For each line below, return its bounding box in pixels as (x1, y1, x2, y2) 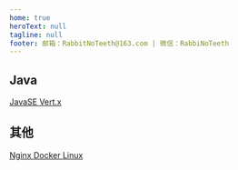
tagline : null (9, 30, 64, 39)
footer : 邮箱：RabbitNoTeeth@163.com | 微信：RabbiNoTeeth (9, 38, 230, 48)
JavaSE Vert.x (9, 96, 62, 107)
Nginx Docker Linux (9, 149, 84, 160)
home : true (9, 13, 51, 23)
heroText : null (9, 22, 67, 31)
